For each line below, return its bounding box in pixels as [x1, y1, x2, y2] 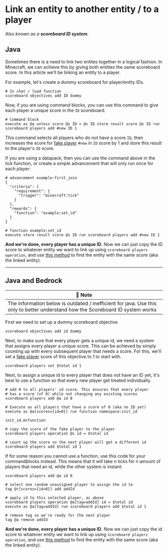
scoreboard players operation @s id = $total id [5, 431, 108, 436]
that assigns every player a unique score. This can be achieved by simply [5, 343, 156, 349]
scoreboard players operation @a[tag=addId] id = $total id [5, 499, 133, 505]
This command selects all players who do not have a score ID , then [5, 134, 143, 141]
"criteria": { [9, 184, 39, 189]
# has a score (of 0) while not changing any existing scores [5, 391, 137, 396]
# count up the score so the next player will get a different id [5, 440, 146, 445]
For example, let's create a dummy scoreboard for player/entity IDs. [5, 79, 144, 85]
